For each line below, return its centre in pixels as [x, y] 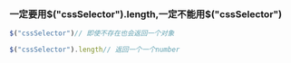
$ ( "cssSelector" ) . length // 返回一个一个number [95, 50]
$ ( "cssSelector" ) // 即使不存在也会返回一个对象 [92, 33]
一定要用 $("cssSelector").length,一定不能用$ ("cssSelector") [146, 13]
